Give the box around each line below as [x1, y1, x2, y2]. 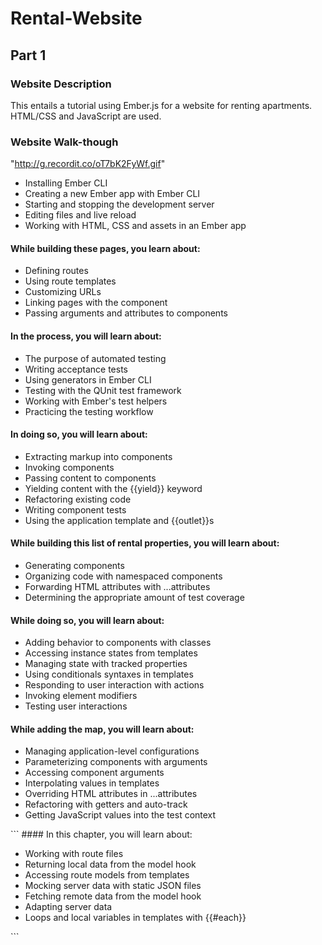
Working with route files [24, 848, 124, 860]
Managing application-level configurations [24, 745, 200, 757]
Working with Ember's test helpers [24, 395, 168, 407]
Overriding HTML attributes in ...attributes [24, 788, 198, 800]
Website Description [10, 77, 112, 91]
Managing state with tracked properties [24, 658, 188, 670]
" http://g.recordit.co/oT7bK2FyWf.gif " [10, 158, 166, 170]
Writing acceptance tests [24, 363, 128, 375]
